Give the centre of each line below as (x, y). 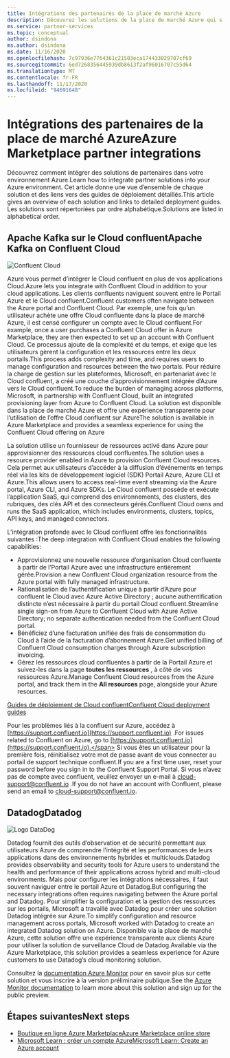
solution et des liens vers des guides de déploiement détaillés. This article (111, 195)
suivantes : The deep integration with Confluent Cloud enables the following (114, 539)
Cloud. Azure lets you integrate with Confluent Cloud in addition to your (107, 285)
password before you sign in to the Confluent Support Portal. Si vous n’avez (114, 769)
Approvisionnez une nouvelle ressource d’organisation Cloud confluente (119, 560)
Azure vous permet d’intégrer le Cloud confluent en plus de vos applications (115, 279)
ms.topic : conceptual (38, 33)
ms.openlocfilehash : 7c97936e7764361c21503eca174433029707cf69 (100, 58)
